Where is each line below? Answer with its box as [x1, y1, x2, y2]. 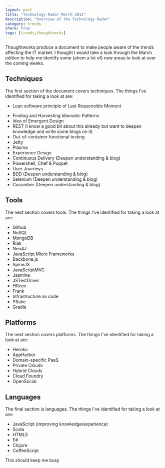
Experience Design [12, 149, 51, 155]
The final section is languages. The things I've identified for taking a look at [5, 406, 160, 412]
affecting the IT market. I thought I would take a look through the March [5, 49, 152, 55]
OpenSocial [12, 378, 36, 385]
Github [12, 224, 26, 230]
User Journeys [12, 165, 43, 171]
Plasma [12, 144, 28, 150]
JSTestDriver [12, 277, 39, 283]
